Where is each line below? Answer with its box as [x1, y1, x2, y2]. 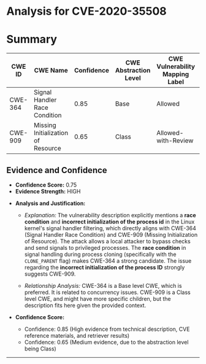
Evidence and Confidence [6, 165, 107, 176]
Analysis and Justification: [15, 199, 86, 207]
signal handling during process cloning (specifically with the [24, 250, 177, 258]
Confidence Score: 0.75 [15, 181, 77, 188]
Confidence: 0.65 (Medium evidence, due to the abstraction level [24, 338, 189, 346]
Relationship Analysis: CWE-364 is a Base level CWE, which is [24, 282, 182, 289]
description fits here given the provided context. [24, 301, 147, 309]
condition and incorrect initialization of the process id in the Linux [24, 218, 195, 225]
